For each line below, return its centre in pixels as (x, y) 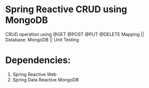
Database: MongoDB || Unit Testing (42, 40)
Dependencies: (38, 60)
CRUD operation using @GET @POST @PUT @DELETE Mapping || (75, 34)
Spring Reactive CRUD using (66, 9)
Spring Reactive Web (34, 74)
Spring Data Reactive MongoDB (46, 79)
